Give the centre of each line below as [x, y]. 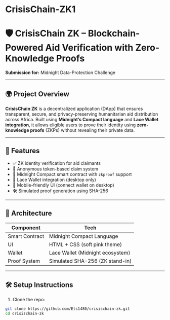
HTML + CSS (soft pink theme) [86, 244]
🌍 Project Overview [37, 94]
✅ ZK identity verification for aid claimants [57, 163]
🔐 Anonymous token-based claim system [55, 169]
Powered [24, 48]
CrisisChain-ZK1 [40, 9]
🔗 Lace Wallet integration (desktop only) [54, 180]
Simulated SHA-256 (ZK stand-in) [90, 261]
